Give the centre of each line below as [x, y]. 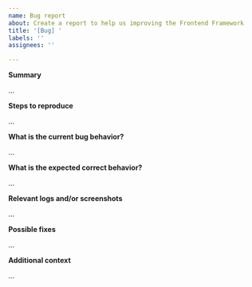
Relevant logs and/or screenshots [65, 199]
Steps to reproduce [41, 106]
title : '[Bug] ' [35, 30]
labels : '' [26, 38]
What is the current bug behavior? [66, 137]
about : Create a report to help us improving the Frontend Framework [126, 23]
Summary [25, 75]
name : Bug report [37, 16]
